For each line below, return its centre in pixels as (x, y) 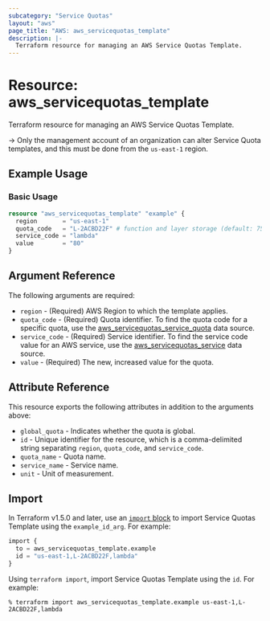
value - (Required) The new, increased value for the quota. (117, 362)
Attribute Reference (59, 388)
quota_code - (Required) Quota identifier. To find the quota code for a (133, 319)
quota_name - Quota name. (63, 456)
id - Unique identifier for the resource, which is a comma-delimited (131, 439)
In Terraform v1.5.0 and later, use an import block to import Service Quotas (132, 518)
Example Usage (48, 174)
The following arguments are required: (72, 295)
